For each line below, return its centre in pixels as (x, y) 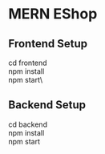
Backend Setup (47, 105)
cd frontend (28, 63)
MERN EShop (53, 14)
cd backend (28, 124)
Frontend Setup (48, 44)
